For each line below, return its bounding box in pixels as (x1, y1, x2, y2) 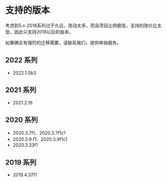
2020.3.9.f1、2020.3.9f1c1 (12, 136, 68, 142)
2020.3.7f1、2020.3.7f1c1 (12, 130, 66, 136)
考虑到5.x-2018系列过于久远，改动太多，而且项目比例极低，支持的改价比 (5, 22, 157, 28)
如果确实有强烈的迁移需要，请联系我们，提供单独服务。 (5, 39, 121, 46)
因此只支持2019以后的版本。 (14, 28, 74, 35)
